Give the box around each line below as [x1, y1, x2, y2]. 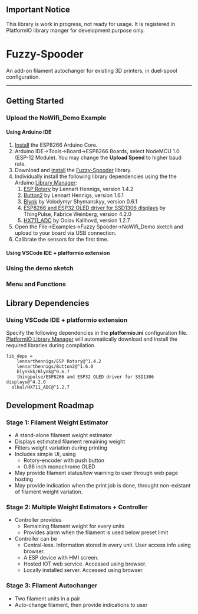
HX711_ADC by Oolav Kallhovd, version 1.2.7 [23, 217, 131, 224]
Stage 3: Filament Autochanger [6, 581, 98, 590]
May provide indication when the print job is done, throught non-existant [14, 482, 191, 489]
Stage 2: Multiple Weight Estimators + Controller [6, 503, 148, 511]
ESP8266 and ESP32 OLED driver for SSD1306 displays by [23, 204, 166, 212]
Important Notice [6, 5, 70, 15]
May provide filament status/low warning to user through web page [14, 470, 179, 477]
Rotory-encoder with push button [23, 457, 105, 464]
